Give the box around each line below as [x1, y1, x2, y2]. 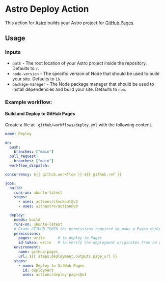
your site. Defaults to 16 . [12, 75, 61, 82]
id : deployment [23, 268, 54, 273]
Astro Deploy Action [5, 3, 89, 15]
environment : [14, 245, 41, 250]
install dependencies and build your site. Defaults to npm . [12, 86, 127, 92]
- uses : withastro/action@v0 [18, 204, 78, 209]
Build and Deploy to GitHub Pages [5, 111, 75, 117]
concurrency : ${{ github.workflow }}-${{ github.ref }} [5, 172, 122, 177]
